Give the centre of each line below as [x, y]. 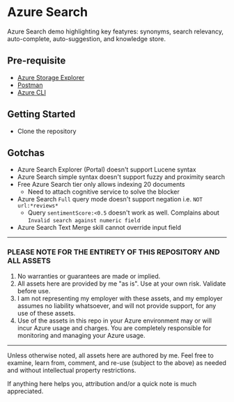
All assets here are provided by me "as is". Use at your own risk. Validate [122, 284]
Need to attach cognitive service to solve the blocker [103, 192]
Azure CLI [32, 92]
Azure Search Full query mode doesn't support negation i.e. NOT [110, 199]
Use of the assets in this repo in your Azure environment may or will [115, 320]
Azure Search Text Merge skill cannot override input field [99, 228]
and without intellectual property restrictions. [72, 370]
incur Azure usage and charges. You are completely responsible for [114, 327]
